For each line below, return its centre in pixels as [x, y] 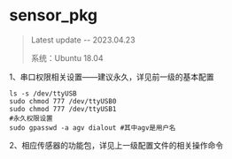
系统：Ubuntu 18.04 [67, 57]
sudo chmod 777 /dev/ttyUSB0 [63, 101]
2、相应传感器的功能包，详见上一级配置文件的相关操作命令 [116, 145]
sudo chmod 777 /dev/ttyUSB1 [63, 109]
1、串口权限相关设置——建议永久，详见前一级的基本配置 [112, 77]
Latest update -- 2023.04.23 [83, 40]
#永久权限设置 [31, 118]
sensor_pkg [54, 15]
